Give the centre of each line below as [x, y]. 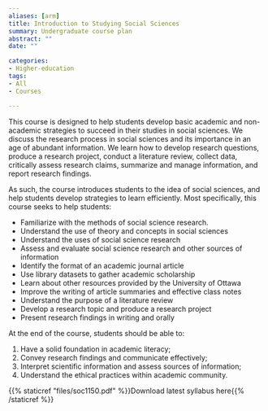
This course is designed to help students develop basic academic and [125, 121]
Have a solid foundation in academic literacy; [95, 349]
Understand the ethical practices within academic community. [124, 374]
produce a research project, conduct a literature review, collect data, [123, 156]
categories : [28, 61]
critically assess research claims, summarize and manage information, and [133, 164]
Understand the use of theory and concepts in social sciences [124, 231]
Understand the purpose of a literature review [97, 300]
